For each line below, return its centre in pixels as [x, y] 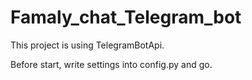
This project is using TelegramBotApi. [87, 45]
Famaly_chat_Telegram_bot [126, 17]
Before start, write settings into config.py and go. [111, 64]
